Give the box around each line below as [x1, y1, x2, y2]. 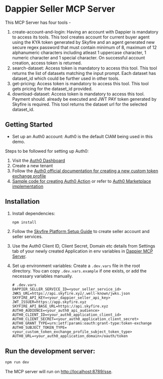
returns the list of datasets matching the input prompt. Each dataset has [12, 70, 156, 76]
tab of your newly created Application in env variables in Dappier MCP [12, 248, 153, 254]
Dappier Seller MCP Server [5, 3, 115, 15]
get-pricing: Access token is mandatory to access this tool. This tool [12, 80, 149, 86]
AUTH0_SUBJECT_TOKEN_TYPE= [12, 325, 67, 330]
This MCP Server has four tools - [5, 19, 71, 25]
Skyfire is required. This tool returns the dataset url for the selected [12, 101, 147, 107]
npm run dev [5, 360, 29, 365]
